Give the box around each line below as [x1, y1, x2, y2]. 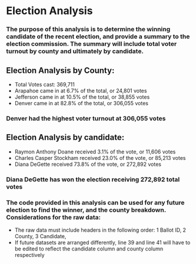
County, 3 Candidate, [14, 232, 67, 239]
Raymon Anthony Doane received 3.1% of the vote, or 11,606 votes [14, 148, 176, 155]
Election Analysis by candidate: [6, 132, 125, 142]
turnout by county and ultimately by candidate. [6, 47, 144, 55]
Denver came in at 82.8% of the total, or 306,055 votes [14, 99, 149, 106]
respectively [14, 251, 45, 258]
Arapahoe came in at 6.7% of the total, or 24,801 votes [14, 87, 147, 94]
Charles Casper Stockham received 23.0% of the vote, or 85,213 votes [14, 154, 186, 161]
